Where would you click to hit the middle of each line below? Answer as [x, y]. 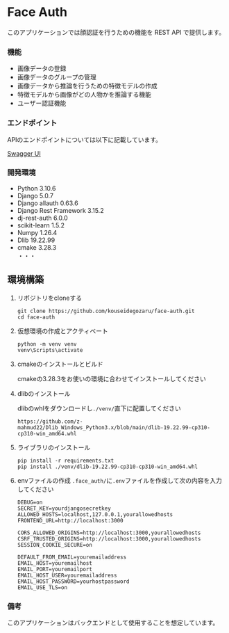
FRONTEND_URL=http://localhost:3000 [70, 520]
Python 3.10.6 [36, 188]
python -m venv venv [47, 344]
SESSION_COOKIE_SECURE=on [54, 545]
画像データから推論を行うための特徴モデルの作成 [87, 86]
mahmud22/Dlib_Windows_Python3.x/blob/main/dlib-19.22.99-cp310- [113, 427]
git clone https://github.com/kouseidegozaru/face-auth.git [106, 311]
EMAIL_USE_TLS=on [42, 587]
